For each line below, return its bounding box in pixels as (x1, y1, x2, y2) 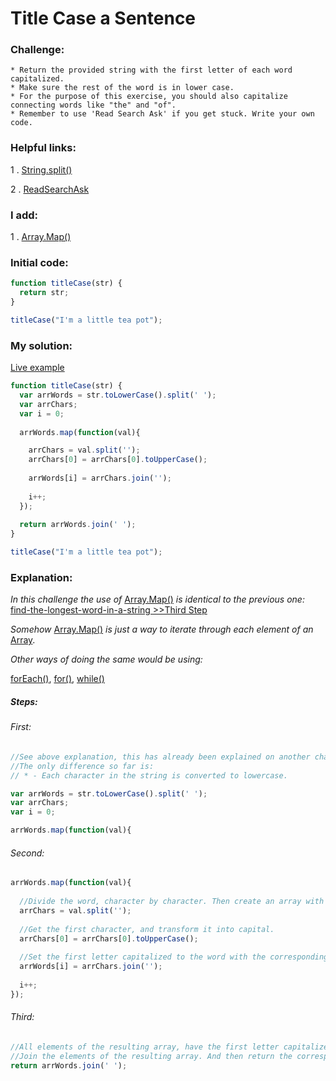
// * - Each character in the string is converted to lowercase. (10, 770, 288, 781)
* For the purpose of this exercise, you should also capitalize (10, 92, 288, 102)
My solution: (10, 338, 73, 352)
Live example (10, 362, 65, 374)
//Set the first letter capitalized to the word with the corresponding (19, 952, 329, 962)
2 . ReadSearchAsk (10, 183, 90, 195)
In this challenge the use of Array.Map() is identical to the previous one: (10, 593, 305, 606)
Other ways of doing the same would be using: (10, 653, 203, 666)
